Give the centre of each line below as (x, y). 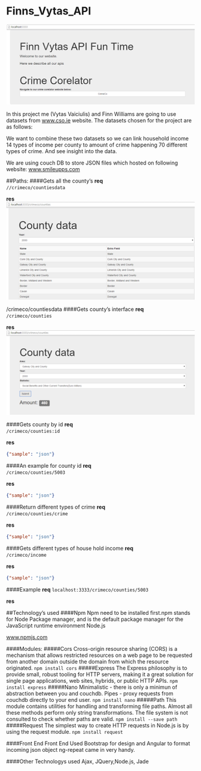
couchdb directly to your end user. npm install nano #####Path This (91, 700)
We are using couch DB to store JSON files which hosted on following (92, 163)
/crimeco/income (26, 555)
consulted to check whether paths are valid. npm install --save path (92, 719)
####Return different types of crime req (56, 507)
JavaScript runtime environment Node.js (56, 625)
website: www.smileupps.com (43, 169)
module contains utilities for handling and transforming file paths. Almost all (99, 706)
